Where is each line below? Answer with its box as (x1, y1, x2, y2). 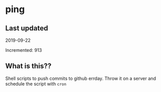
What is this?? (5, 62, 52, 71)
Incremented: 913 (5, 47, 42, 53)
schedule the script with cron (5, 80, 66, 87)
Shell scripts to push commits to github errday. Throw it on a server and (5, 75, 156, 81)
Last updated (5, 24, 49, 33)
